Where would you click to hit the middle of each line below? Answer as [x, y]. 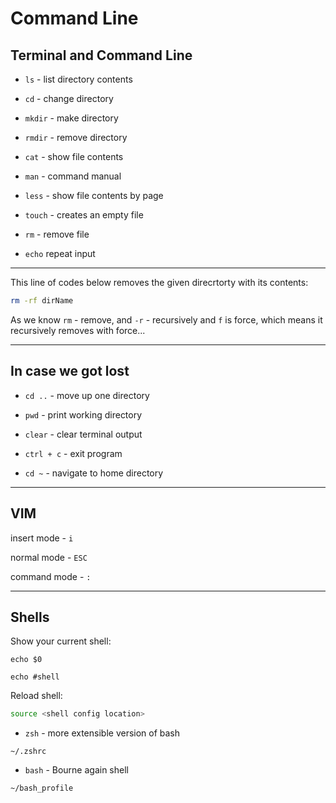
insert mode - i [42, 538]
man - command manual [73, 176]
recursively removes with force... [78, 330]
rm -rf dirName [42, 301]
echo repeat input [60, 253]
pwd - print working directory [83, 414]
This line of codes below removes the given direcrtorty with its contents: [159, 282]
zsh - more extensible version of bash [102, 733]
